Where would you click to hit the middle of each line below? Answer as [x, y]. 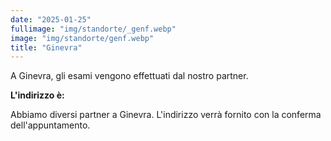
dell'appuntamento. [50, 125]
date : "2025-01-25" [51, 19]
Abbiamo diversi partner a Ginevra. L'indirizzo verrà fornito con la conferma [166, 115]
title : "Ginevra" [46, 47]
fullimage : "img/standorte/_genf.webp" [93, 29]
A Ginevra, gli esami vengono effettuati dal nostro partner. [129, 76]
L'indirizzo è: [37, 95]
